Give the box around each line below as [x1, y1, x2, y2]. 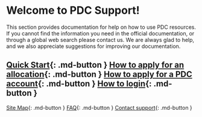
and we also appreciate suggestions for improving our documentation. [6, 43, 181, 50]
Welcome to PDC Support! [6, 4, 140, 17]
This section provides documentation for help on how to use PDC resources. [6, 23, 197, 31]
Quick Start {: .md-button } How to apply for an [6, 60, 185, 70]
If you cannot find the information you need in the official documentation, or [6, 29, 195, 37]
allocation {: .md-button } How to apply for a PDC [6, 70, 193, 80]
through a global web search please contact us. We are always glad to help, [6, 36, 195, 43]
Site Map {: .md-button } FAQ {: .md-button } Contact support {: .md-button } [6, 104, 193, 111]
